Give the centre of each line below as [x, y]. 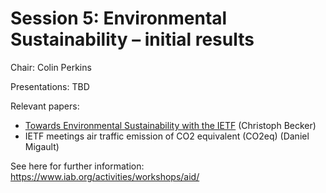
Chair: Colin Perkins [51, 67]
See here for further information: [77, 166]
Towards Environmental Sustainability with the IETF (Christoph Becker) [170, 125]
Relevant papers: [45, 106]
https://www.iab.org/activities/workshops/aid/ [105, 176]
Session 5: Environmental [119, 18]
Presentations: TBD [50, 86]
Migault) [42, 146]
